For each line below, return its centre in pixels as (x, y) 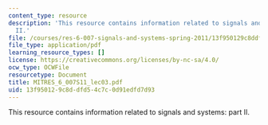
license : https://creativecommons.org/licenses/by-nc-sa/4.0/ (114, 61)
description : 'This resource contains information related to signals (128, 23)
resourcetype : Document (48, 75)
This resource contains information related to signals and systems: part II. (129, 112)
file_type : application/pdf (55, 45)
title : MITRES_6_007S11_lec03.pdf (66, 82)
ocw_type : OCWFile (39, 68)
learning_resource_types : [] (57, 53)
